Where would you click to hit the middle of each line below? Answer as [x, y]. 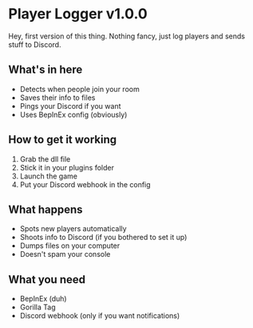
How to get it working [63, 140]
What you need [47, 280]
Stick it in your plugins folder [67, 167]
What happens [45, 209]
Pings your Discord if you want [70, 106]
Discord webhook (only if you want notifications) [100, 316]
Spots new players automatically [73, 229]
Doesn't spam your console [65, 254]
